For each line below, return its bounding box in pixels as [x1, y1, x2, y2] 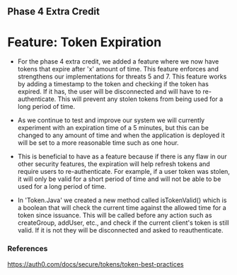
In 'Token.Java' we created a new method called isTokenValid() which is [17, 196, 227, 204]
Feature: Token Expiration [7, 34, 162, 50]
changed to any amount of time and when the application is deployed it [17, 131, 225, 140]
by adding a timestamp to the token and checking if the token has [17, 80, 209, 88]
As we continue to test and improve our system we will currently [17, 116, 205, 124]
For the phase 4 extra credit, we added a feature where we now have [17, 57, 219, 66]
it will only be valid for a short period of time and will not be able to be [17, 175, 221, 183]
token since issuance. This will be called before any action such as [17, 211, 212, 220]
